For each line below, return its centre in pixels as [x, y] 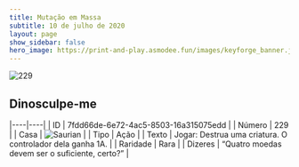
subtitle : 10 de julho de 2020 [67, 26]
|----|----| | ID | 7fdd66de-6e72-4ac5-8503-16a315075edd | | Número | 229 [149, 124]
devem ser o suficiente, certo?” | [69, 153]
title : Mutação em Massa [55, 17]
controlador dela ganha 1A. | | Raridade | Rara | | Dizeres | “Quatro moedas [145, 144]
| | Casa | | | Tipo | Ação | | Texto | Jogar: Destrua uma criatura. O [148, 134]
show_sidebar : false [48, 42]
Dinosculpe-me [53, 103]
